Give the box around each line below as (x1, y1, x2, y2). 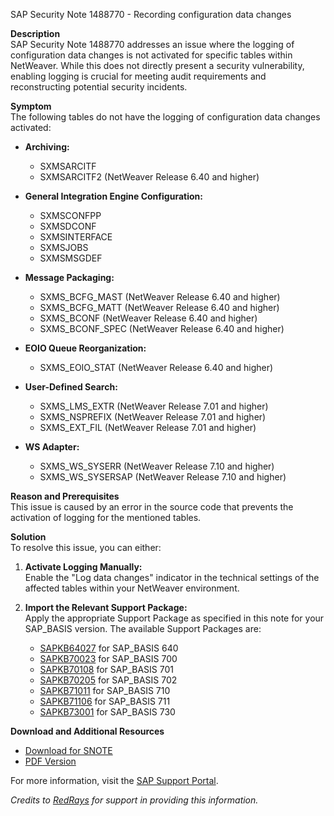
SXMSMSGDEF (39, 252, 103, 264)
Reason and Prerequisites (10, 490, 120, 502)
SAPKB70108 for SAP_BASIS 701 (39, 664, 174, 675)
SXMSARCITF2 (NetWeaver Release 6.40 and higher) (39, 171, 260, 183)
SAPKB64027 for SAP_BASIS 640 (39, 642, 179, 654)
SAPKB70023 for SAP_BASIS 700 (39, 653, 178, 664)
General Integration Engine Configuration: (24, 190, 203, 202)
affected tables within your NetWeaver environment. (24, 582, 240, 594)
